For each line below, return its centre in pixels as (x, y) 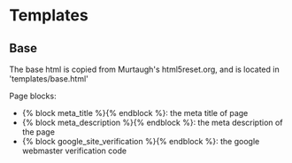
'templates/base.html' (49, 79)
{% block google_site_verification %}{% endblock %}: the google (141, 141)
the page (38, 132)
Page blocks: (33, 96)
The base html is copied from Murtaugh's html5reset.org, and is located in (145, 69)
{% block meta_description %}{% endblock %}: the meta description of (152, 122)
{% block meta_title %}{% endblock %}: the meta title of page (135, 113)
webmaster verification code (74, 151)
